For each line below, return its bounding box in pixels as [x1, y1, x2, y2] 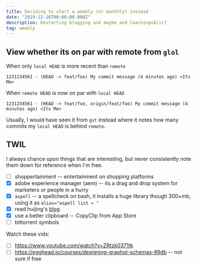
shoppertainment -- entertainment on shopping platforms [14, 173, 154, 180]
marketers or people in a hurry [14, 186, 89, 193]
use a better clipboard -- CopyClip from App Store [14, 212, 137, 219]
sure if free [14, 255, 42, 262]
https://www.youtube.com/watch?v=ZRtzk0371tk [14, 242, 133, 249]
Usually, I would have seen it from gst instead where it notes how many [6, 116, 179, 124]
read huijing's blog [14, 206, 60, 213]
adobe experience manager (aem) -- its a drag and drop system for [14, 179, 178, 186]
